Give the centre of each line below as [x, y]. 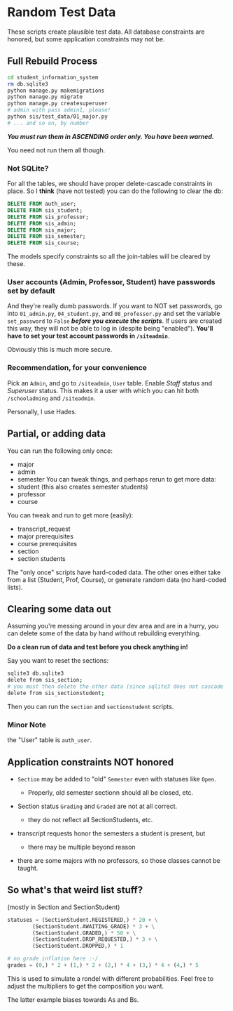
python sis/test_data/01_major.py [58, 117]
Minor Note [27, 725]
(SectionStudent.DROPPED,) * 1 [78, 946]
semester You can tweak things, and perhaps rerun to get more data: [117, 479]
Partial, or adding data [57, 434]
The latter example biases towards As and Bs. [73, 999]
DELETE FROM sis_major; [42, 230]
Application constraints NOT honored [91, 762]
